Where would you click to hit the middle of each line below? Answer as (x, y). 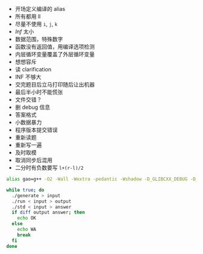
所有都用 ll (28, 16)
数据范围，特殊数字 (39, 39)
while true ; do (25, 190)
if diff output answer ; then (48, 213)
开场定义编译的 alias (40, 9)
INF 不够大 (28, 77)
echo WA (27, 229)
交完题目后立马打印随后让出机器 (55, 84)
